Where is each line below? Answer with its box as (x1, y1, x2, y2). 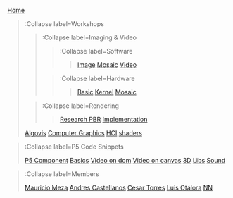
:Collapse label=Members (24, 170, 100, 178)
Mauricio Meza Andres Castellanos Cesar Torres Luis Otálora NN (24, 183, 213, 192)
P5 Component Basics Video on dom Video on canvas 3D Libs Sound (24, 156, 226, 164)
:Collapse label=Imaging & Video (42, 33, 137, 42)
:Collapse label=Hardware (59, 74, 135, 82)
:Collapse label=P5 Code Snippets (24, 142, 125, 151)
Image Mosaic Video (77, 61, 137, 69)
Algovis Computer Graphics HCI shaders (24, 129, 143, 137)
